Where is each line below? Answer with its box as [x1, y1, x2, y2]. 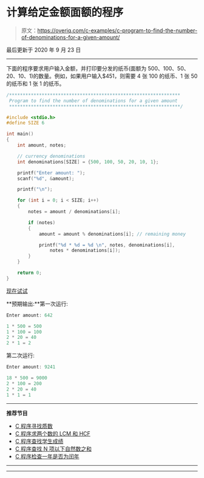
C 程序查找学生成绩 [15, 437, 64, 445]
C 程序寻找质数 [15, 422, 53, 429]
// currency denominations [17, 153, 86, 159]
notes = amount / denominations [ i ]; [28, 209, 121, 215]
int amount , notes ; [17, 142, 67, 149]
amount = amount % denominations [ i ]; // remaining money [38, 231, 186, 237]
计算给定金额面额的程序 [6, 5, 124, 19]
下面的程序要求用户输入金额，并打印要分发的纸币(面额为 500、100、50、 [6, 64, 189, 72]
